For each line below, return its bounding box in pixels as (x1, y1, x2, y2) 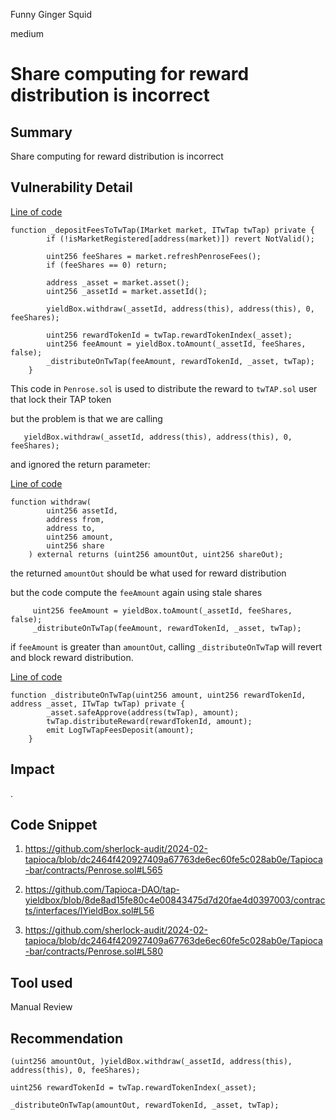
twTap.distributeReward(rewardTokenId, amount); (46, 716, 253, 726)
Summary (10, 124, 73, 141)
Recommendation (10, 1030, 123, 1047)
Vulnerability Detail (10, 179, 133, 196)
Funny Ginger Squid (10, 9, 93, 20)
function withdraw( (10, 497, 92, 507)
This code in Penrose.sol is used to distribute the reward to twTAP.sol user (10, 382, 318, 394)
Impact (10, 761, 55, 778)
